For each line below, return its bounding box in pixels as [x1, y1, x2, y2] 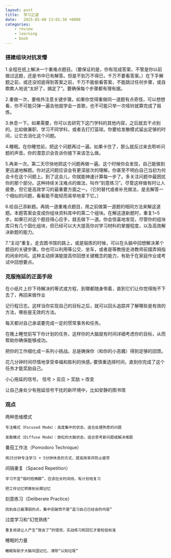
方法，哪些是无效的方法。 [5, 309, 59, 316]
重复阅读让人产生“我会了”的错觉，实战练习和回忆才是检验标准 [5, 527, 116, 532]
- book [14, 36, 28, 41]
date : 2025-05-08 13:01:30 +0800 [5, 17, 81, 22]
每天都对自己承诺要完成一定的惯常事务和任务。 [5, 320, 103, 326]
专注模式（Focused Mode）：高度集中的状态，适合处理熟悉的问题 [5, 425, 122, 430]
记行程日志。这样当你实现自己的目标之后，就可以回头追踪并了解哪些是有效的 [5, 303, 166, 309]
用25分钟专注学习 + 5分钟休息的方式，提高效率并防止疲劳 [5, 455, 110, 460]
